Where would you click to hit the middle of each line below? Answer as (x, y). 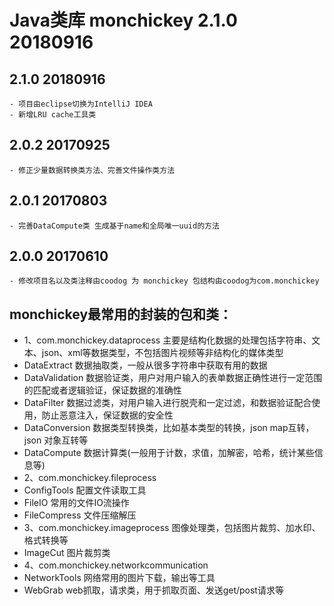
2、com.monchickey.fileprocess (90, 478)
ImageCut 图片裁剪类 (67, 553)
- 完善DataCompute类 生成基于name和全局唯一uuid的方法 (114, 226)
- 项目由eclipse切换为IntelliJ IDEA (81, 104)
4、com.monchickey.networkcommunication (116, 565)
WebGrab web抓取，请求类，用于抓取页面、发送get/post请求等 (153, 590)
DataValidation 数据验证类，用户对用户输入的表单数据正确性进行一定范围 (173, 378)
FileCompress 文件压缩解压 (80, 515)
